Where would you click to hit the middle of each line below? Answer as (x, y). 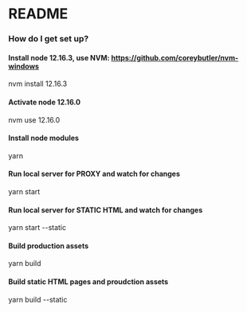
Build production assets (49, 246)
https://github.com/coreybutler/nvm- (175, 57)
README (38, 14)
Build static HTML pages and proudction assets (88, 281)
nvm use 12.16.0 (34, 119)
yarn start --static (37, 228)
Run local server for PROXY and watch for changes (94, 174)
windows (24, 66)
